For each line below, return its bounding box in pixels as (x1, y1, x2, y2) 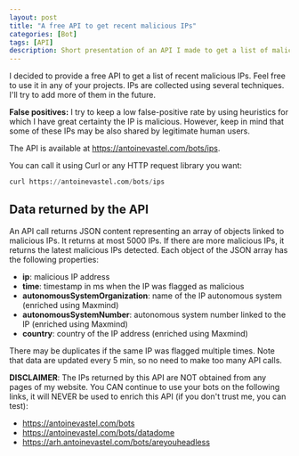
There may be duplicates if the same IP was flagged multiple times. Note (9, 345, 276, 356)
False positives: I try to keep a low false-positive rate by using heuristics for (9, 107, 289, 118)
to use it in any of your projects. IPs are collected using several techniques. (9, 80, 285, 91)
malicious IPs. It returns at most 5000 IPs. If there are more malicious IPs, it (9, 235, 285, 246)
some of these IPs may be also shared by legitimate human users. (9, 126, 251, 136)
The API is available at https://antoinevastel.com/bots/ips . (9, 143, 221, 154)
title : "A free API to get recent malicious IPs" (9, 21, 198, 30)
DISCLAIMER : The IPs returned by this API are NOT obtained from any (9, 371, 267, 383)
